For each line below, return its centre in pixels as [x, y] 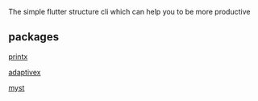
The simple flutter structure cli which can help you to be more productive [129, 12]
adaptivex [25, 72]
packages [33, 37]
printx [18, 57]
